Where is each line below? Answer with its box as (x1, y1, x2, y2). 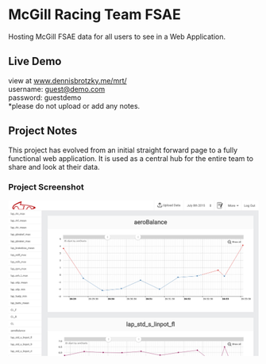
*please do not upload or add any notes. (8, 101, 141, 110)
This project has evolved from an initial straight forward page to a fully (8, 145, 238, 155)
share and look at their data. (8, 162, 101, 171)
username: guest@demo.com (8, 84, 106, 94)
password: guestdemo (8, 93, 82, 102)
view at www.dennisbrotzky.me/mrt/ (8, 75, 127, 85)
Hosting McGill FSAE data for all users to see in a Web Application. (8, 32, 226, 41)
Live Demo (8, 55, 62, 68)
